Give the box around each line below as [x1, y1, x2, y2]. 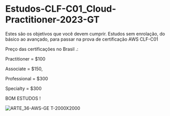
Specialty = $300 [5, 85, 42, 92]
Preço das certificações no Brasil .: [5, 46, 79, 52]
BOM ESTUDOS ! [5, 95, 41, 101]
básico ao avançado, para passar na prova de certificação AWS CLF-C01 [5, 36, 159, 42]
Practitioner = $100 [5, 55, 46, 62]
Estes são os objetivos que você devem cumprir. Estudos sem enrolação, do [5, 31, 165, 37]
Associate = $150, [5, 66, 43, 72]
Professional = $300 [5, 75, 48, 81]
